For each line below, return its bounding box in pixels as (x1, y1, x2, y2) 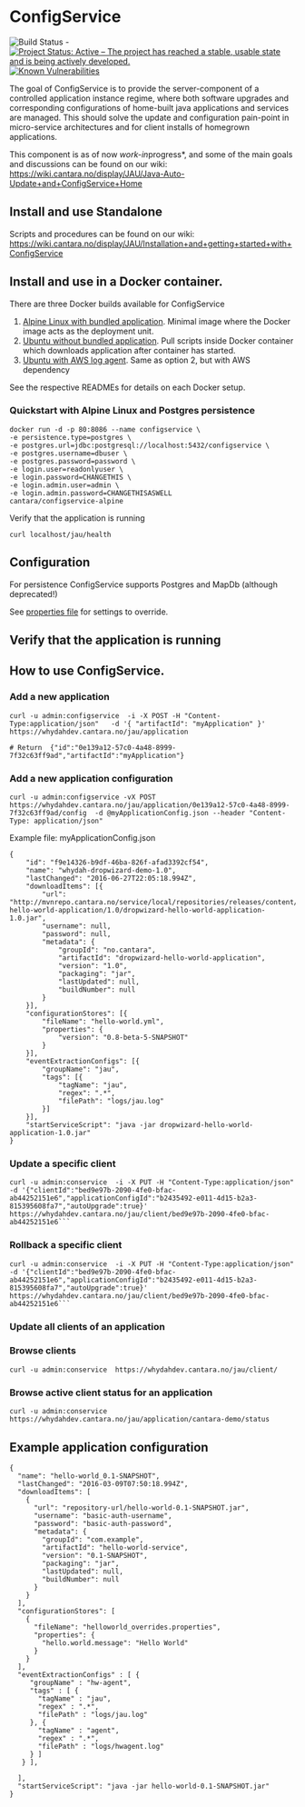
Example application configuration (9, 1439, 209, 1455)
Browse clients (9, 1344, 77, 1357)
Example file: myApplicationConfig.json (9, 833, 156, 844)
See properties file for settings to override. (9, 606, 169, 617)
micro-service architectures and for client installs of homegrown (9, 121, 251, 133)
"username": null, (42, 922, 112, 931)
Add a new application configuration (9, 772, 174, 784)
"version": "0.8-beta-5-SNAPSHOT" (57, 1033, 189, 1043)
